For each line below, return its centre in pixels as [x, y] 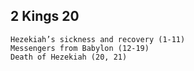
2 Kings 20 [45, 16]
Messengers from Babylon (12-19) [80, 48]
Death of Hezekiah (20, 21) [69, 57]
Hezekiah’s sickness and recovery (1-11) [98, 39]
